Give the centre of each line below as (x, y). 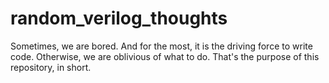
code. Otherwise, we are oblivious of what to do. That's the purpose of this (165, 56)
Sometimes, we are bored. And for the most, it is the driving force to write (161, 46)
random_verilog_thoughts (119, 18)
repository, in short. (51, 67)
